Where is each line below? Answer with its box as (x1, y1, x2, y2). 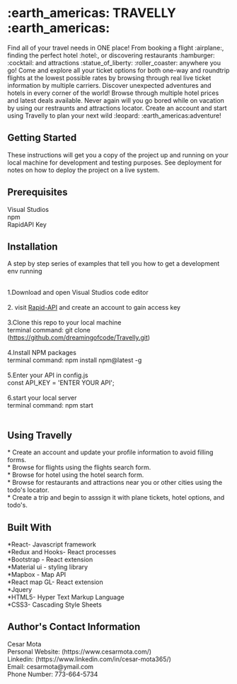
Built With (7, 521, 52, 533)
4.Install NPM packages (7, 349, 76, 357)
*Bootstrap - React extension (7, 555, 93, 564)
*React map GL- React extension (7, 578, 104, 586)
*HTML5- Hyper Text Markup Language (7, 593, 125, 601)
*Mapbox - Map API (7, 571, 67, 578)
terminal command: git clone (7, 326, 91, 335)
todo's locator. (7, 486, 50, 494)
